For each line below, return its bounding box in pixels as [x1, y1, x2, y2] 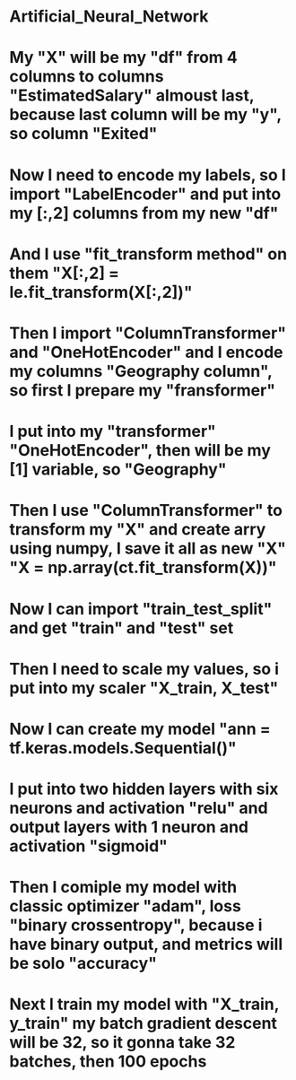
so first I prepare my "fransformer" [9, 379, 276, 400]
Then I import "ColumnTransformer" [9, 323, 287, 343]
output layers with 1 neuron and [9, 817, 249, 838]
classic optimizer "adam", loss [9, 896, 242, 917]
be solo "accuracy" [9, 954, 157, 974]
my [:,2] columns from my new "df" [9, 203, 279, 223]
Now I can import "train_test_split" [9, 598, 273, 619]
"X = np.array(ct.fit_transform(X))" [9, 558, 277, 578]
